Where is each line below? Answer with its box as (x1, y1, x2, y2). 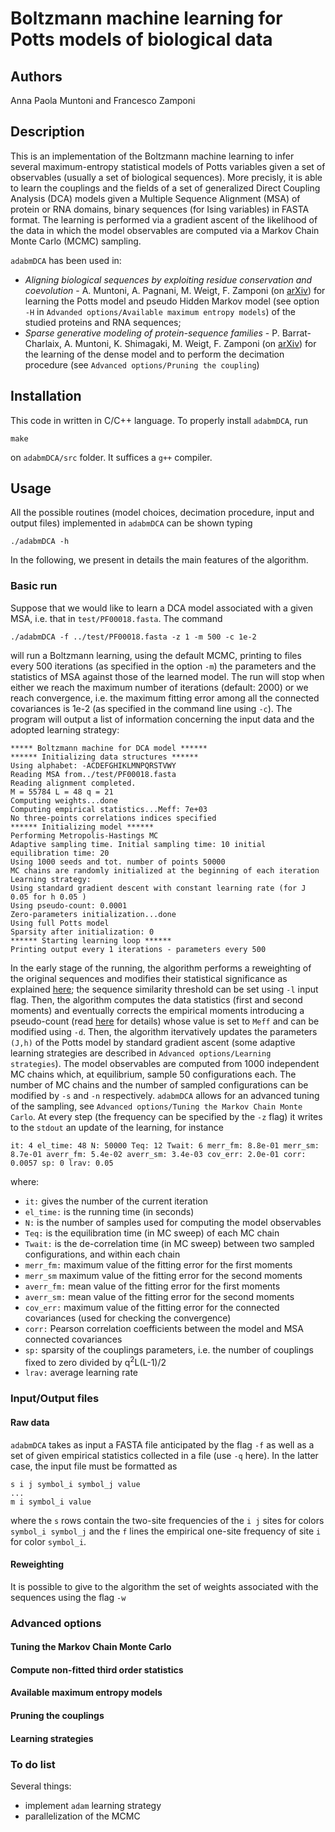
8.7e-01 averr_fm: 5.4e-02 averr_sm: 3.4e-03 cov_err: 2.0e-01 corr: (10, 1149, 307, 1159)
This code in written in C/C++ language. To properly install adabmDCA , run (10, 414, 309, 426)
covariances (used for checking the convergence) (24, 1312, 232, 1324)
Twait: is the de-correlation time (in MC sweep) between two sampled (24, 1237, 315, 1249)
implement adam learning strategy (24, 1799, 162, 1811)
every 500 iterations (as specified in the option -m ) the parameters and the (10, 660, 317, 672)
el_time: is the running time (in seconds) (24, 1205, 195, 1217)
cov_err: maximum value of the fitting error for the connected (24, 1301, 280, 1313)
